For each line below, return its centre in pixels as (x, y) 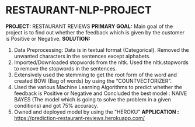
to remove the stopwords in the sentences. (65, 68)
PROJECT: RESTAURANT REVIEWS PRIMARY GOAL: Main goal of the (89, 26)
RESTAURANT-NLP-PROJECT (79, 10)
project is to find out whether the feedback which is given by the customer (95, 32)
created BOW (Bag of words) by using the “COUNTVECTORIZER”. (93, 81)
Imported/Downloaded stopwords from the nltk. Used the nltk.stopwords (101, 62)
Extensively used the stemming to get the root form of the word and (95, 75)
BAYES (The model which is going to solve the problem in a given (93, 99)
